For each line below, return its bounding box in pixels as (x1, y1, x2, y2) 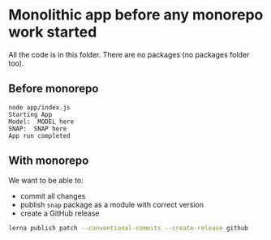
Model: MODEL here (8, 118, 75, 126)
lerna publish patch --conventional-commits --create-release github (8, 224, 249, 232)
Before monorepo (8, 82, 99, 96)
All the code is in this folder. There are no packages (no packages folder (8, 49, 250, 59)
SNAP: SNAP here (8, 124, 67, 133)
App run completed (8, 131, 71, 139)
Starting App (8, 110, 53, 118)
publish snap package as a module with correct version (19, 199, 204, 209)
